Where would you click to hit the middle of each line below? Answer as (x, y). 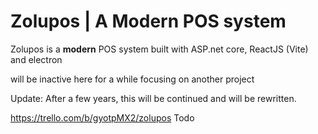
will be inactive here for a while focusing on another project (132, 79)
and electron (36, 59)
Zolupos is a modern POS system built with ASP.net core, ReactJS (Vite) (159, 49)
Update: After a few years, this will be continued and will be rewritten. (153, 98)
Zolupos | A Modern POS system (148, 21)
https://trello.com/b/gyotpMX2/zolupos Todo (102, 117)
